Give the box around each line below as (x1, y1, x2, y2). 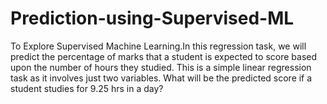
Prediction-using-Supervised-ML (10, 7, 295, 30)
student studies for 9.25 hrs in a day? (10, 82, 164, 94)
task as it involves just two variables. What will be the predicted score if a (10, 72, 313, 84)
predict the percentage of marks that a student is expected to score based (10, 50, 317, 62)
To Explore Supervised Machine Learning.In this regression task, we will (10, 40, 307, 52)
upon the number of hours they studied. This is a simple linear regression (10, 61, 312, 73)
